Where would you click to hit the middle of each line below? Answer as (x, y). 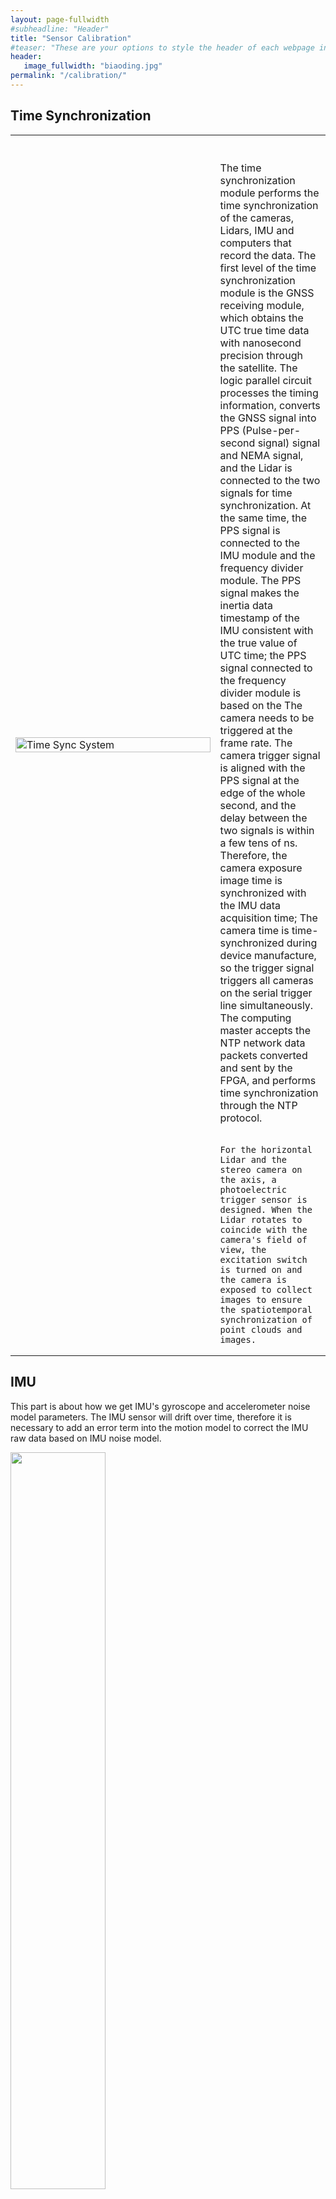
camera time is (254, 930)
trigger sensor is (263, 1199)
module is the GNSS (267, 293)
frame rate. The (256, 743)
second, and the (258, 805)
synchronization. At (265, 505)
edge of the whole (262, 793)
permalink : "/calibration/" (69, 76)
